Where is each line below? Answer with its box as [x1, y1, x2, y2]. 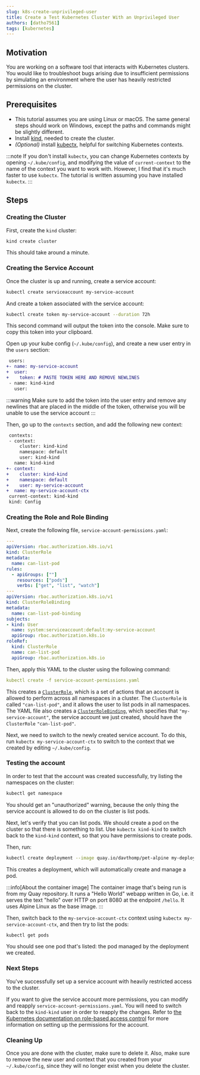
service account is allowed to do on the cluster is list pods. [6, 807, 150, 815]
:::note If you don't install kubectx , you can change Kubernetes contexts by [6, 152, 189, 159]
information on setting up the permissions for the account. [6, 1021, 149, 1028]
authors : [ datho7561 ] [6, 20, 60, 26]
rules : [6, 566, 23, 572]
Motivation [6, 47, 48, 57]
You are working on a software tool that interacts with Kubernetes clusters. [6, 63, 189, 70]
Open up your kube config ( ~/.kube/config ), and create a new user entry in [6, 340, 191, 347]
